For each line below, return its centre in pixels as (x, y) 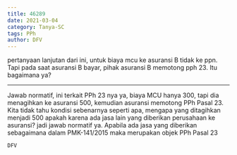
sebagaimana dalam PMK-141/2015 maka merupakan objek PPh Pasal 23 (113, 133)
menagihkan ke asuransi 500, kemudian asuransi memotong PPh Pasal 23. (116, 103)
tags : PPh (22, 33)
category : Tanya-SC (36, 27)
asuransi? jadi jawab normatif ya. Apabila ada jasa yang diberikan (102, 125)
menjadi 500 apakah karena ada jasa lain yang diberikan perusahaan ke (111, 118)
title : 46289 (26, 14)
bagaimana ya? (29, 75)
